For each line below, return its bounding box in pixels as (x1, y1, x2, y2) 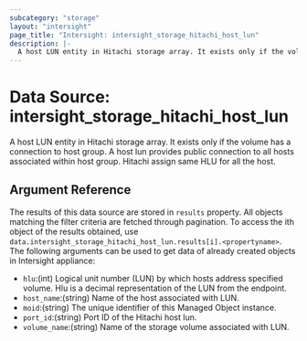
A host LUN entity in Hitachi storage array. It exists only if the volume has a (9, 136, 291, 147)
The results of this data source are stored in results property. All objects (9, 207, 283, 218)
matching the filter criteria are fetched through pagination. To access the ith (9, 216, 295, 227)
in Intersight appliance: (9, 255, 96, 266)
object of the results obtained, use (9, 226, 139, 237)
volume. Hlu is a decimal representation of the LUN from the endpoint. (22, 282, 288, 293)
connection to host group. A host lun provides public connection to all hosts (9, 146, 295, 157)
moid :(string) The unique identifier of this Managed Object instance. (22, 302, 277, 313)
